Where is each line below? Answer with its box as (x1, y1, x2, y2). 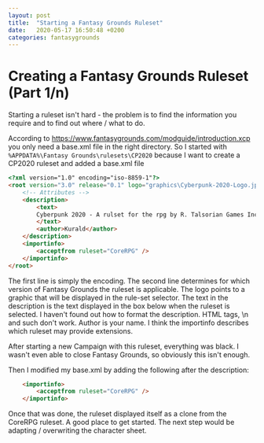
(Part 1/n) (8, 84, 70, 102)
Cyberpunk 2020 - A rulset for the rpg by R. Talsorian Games (36, 210, 244, 219)
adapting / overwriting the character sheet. (8, 426, 147, 435)
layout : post (8, 11, 51, 20)
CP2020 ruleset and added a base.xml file (8, 159, 145, 168)
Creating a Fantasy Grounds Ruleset (8, 68, 249, 85)
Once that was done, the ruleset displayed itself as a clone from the (8, 409, 227, 419)
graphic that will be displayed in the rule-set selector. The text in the (8, 293, 229, 302)
